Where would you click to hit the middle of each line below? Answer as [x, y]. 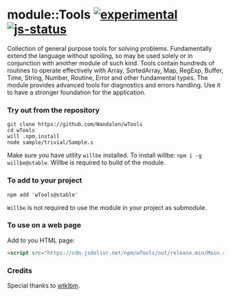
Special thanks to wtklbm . [44, 285]
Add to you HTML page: [41, 240]
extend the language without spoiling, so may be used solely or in [100, 56]
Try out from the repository [53, 110]
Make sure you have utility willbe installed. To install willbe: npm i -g [104, 156]
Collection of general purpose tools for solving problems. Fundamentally [110, 48]
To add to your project [45, 180]
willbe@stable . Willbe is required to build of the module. [87, 162]
